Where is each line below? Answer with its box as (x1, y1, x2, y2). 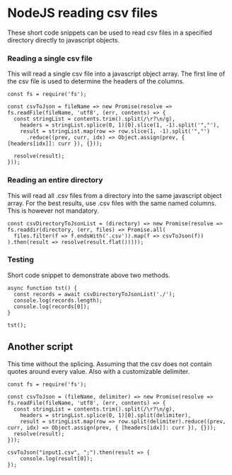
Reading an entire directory (7, 175, 103, 185)
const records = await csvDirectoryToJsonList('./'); (13, 291, 175, 298)
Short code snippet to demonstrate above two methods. (7, 271, 170, 279)
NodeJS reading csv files (7, 5, 158, 21)
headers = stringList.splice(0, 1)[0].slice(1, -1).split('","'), (20, 122, 220, 129)
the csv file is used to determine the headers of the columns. (7, 77, 185, 86)
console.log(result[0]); (20, 455, 93, 462)
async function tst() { (7, 284, 78, 291)
